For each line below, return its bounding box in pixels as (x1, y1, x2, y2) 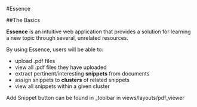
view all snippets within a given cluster (14, 83, 110, 90)
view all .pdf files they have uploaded (14, 64, 107, 71)
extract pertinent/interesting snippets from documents (14, 70, 150, 77)
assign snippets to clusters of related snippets (14, 77, 130, 83)
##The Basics (6, 17, 41, 23)
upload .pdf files (14, 58, 56, 64)
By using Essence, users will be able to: (6, 46, 104, 53)
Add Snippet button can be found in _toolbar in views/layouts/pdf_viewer (6, 95, 185, 101)
